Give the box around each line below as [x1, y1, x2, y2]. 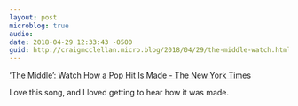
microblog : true [9, 21, 69, 30]
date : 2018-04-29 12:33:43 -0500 [9, 37, 133, 47]
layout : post [9, 12, 58, 22]
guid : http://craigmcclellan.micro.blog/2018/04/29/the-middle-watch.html [9, 46, 292, 55]
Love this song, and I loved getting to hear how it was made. [9, 87, 229, 98]
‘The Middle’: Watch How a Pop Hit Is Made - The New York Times [9, 70, 251, 80]
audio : [9, 29, 34, 38]
